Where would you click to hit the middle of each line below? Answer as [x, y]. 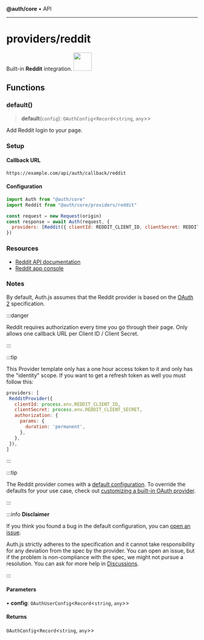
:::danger [18, 315]
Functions [26, 88]
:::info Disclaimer [28, 514]
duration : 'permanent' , [55, 427]
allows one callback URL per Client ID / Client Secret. [73, 333]
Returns [17, 617]
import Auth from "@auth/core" [46, 199]
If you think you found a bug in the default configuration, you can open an [99, 526]
